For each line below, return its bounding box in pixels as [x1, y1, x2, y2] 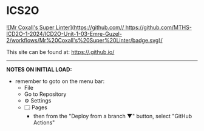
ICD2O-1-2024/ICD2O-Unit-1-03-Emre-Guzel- [6, 30, 123, 37]
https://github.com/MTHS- [125, 24, 192, 31]
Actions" [33, 119, 55, 126]
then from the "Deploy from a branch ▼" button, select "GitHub [33, 112, 192, 119]
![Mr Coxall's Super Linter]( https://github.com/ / [6, 24, 124, 31]
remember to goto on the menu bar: [15, 77, 105, 85]
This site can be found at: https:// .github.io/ [6, 48, 115, 55]
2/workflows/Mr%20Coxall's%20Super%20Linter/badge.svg [6, 36, 159, 44]
